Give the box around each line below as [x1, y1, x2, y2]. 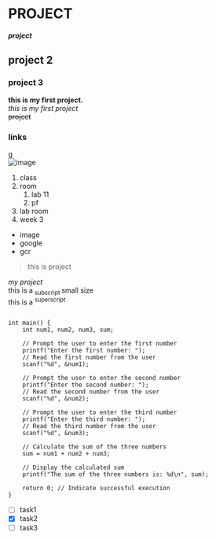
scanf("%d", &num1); [22, 360, 90, 368]
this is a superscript [8, 296, 66, 307]
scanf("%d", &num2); [22, 395, 90, 403]
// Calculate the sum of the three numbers [22, 443, 167, 451]
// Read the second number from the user [22, 388, 159, 396]
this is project [27, 261, 72, 271]
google [19, 238, 43, 248]
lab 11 [31, 190, 49, 199]
